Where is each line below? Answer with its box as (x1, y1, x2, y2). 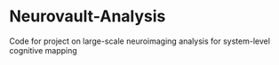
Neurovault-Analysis (9, 6, 166, 27)
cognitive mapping (9, 45, 77, 55)
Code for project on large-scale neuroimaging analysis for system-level (9, 36, 271, 46)
